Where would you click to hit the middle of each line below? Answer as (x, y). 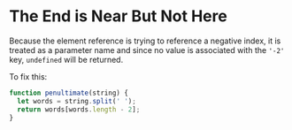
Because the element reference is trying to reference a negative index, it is (145, 41)
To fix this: (28, 76)
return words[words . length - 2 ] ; (79, 109)
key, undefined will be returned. (66, 59)
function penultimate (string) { (69, 93)
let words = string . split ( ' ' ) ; (77, 101)
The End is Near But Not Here (118, 16)
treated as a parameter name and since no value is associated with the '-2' (147, 50)
